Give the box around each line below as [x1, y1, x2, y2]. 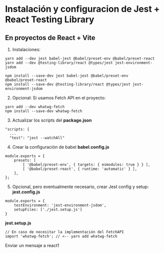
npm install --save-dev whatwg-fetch [5, 109, 82, 114]
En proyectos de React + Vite [5, 33, 96, 42]
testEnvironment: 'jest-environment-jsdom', [14, 203, 107, 208]
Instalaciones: [12, 47, 41, 52]
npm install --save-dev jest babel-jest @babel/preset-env [5, 73, 129, 78]
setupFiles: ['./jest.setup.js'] [14, 207, 82, 212]
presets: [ [14, 158, 36, 163]
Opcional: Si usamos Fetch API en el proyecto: [12, 95, 106, 100]
